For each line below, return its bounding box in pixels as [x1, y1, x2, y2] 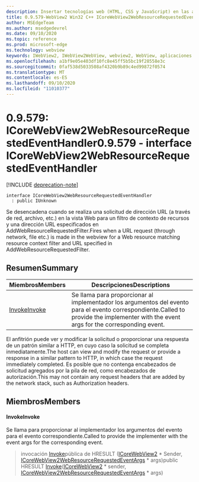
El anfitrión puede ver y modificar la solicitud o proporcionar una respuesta [6, 335, 190, 342]
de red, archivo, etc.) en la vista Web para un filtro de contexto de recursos [6, 214, 190, 221]
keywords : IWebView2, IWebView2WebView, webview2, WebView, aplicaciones [6, 53, 192, 59]
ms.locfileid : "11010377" [6, 86, 70, 92]
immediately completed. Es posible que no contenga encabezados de [6, 361, 176, 368]
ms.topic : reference [6, 36, 57, 42]
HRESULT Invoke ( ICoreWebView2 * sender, [20, 463, 126, 470]
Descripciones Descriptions [91, 281, 171, 289]
